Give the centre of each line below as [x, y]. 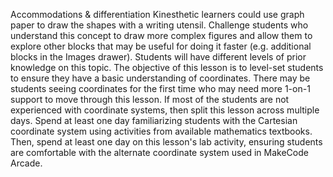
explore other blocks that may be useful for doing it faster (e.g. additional [161, 46]
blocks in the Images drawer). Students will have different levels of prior [158, 57]
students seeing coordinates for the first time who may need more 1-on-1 [160, 88]
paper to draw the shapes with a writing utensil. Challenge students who [159, 25]
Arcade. [26, 163]
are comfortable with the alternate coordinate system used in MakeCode [159, 152]
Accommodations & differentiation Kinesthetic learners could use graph [157, 14]
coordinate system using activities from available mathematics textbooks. [161, 131]
